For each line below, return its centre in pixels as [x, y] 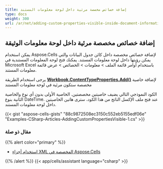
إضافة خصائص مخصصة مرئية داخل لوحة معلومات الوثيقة [80, 43]
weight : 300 [17, 19]
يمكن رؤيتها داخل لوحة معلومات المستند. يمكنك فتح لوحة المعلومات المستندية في [78, 60]
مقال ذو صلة [18, 131]
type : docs [16, 14]
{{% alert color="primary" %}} [35, 142]
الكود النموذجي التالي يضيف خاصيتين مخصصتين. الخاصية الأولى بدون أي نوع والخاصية [81, 94]
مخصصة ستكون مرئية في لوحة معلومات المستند [49, 85]
